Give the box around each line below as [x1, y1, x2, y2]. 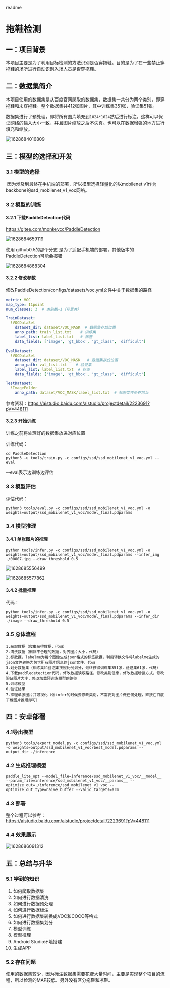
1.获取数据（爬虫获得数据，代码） [6, 644, 67, 649]
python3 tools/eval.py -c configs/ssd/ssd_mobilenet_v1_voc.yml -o [6, 506, 151, 511]
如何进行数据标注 [13, 907, 49, 913]
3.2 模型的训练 [6, 201, 41, 208]
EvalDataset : [6, 348, 33, 353]
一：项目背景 [6, 45, 46, 54]
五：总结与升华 [6, 859, 52, 868]
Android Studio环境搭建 [13, 938, 62, 944]
